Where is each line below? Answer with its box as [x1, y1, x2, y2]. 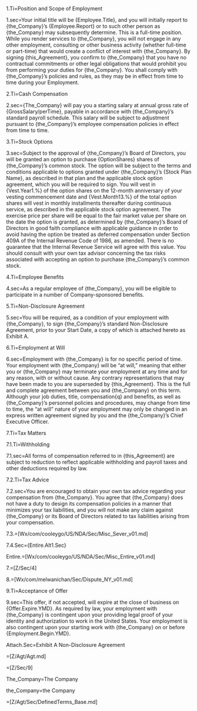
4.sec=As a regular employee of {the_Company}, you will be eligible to [6, 285, 176, 292]
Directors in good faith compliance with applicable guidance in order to [6, 225, 178, 231]
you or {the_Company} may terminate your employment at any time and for [6, 368, 188, 375]
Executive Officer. [6, 418, 49, 425]
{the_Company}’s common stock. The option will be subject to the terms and [6, 162, 192, 169]
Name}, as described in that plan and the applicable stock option [6, 175, 163, 181]
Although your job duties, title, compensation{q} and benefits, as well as [6, 393, 181, 400]
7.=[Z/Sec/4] [6, 564, 37, 572]
